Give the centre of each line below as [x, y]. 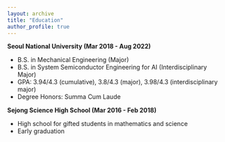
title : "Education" [35, 20]
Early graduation [41, 131]
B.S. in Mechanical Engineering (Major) [73, 60]
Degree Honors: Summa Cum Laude [69, 97]
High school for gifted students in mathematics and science [102, 124]
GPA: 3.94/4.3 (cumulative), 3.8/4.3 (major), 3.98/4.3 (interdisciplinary [117, 82]
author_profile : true [39, 26]
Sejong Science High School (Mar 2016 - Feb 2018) [82, 110]
